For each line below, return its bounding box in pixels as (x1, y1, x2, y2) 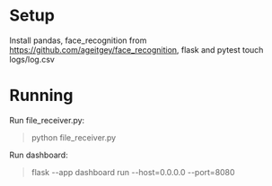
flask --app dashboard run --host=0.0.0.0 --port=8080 (31, 166, 235, 177)
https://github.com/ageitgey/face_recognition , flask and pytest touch (9, 44, 264, 55)
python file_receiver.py (31, 131, 117, 143)
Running (9, 86, 74, 106)
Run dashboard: (9, 149, 69, 160)
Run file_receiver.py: (9, 114, 85, 125)
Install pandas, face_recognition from (9, 35, 147, 46)
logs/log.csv (9, 54, 56, 64)
